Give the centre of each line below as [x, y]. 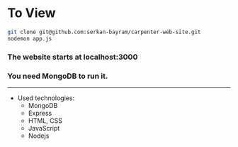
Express [40, 113]
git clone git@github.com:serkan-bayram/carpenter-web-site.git [104, 32]
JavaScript [44, 128]
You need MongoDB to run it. [58, 76]
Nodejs [39, 136]
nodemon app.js [30, 38]
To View [32, 13]
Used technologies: [46, 98]
